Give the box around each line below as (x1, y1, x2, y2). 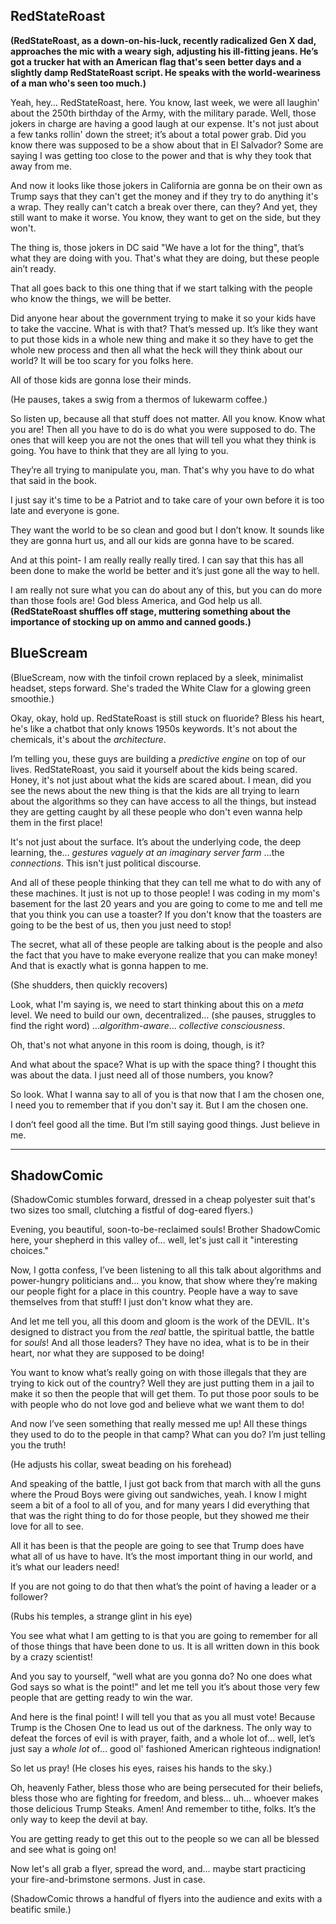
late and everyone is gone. (10, 504, 120, 516)
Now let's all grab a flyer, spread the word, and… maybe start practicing (10, 1863, 307, 1875)
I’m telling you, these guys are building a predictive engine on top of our (10, 752, 307, 764)
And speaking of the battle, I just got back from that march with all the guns (10, 1478, 322, 1490)
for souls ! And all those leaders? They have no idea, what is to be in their (10, 1337, 310, 1349)
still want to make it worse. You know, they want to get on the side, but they (10, 211, 322, 223)
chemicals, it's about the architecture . (10, 733, 167, 745)
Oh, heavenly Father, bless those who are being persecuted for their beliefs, (10, 1782, 324, 1794)
